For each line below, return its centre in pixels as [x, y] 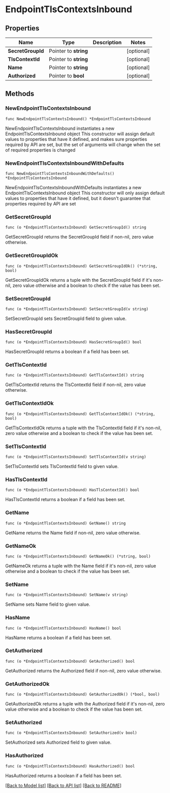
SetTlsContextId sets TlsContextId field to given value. [62, 466]
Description [107, 42]
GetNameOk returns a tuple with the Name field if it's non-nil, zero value [81, 566]
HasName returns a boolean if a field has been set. [58, 637]
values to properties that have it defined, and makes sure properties [76, 139]
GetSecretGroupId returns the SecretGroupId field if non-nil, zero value [79, 237]
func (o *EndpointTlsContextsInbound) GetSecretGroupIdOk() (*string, [81, 266]
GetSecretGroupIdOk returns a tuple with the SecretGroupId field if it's [79, 280]
